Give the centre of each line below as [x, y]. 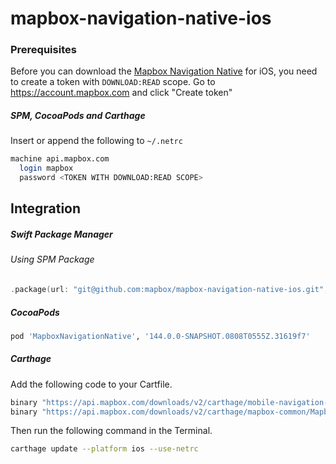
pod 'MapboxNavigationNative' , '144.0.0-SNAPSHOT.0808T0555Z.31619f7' [160, 336]
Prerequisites [43, 50]
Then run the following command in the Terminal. [111, 431]
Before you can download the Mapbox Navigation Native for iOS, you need [164, 71]
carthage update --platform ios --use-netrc [104, 449]
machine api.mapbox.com [60, 159]
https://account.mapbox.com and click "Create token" [121, 93]
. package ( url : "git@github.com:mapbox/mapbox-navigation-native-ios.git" [167, 290]
